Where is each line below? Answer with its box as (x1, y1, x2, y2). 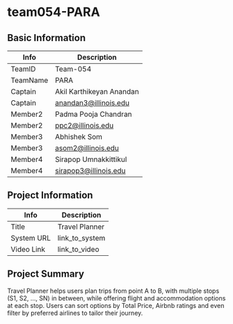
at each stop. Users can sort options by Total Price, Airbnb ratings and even (7, 301, 225, 309)
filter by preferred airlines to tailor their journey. (7, 309, 143, 317)
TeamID (10, 64, 36, 74)
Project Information (7, 189, 93, 202)
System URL (10, 233, 51, 243)
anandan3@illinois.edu (54, 98, 130, 108)
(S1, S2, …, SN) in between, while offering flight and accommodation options (7, 293, 226, 302)
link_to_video (57, 244, 99, 254)
